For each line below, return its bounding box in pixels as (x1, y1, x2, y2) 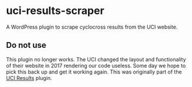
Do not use (6, 40, 46, 50)
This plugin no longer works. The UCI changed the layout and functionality (6, 55, 186, 62)
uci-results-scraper (6, 4, 105, 18)
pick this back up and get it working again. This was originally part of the (6, 68, 182, 75)
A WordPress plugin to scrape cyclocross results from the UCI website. (6, 23, 178, 30)
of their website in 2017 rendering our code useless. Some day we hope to (6, 62, 186, 69)
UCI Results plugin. (6, 74, 52, 81)
